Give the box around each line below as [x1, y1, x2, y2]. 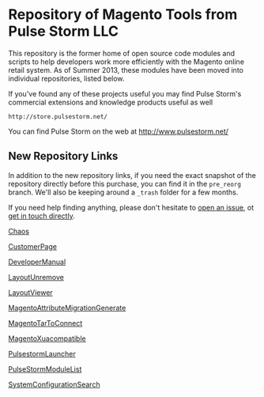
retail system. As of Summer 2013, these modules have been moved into [8, 65, 243, 74]
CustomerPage [8, 241, 58, 251]
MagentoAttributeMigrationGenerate [8, 303, 126, 312]
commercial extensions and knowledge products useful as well [8, 97, 213, 107]
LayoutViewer [8, 287, 53, 297]
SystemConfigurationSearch [8, 380, 100, 389]
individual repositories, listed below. [8, 74, 125, 83]
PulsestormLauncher [8, 349, 77, 358]
